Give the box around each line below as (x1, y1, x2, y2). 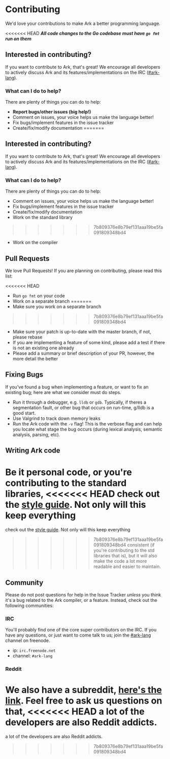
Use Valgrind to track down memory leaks (12, 415, 100, 421)
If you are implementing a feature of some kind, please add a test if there (12, 339, 165, 345)
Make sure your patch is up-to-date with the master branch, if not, (12, 328, 151, 335)
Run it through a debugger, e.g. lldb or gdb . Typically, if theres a (12, 399, 147, 405)
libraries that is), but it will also (93, 553, 157, 559)
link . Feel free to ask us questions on (5, 695, 162, 707)
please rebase (12, 334, 43, 340)
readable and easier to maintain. (93, 563, 161, 570)
